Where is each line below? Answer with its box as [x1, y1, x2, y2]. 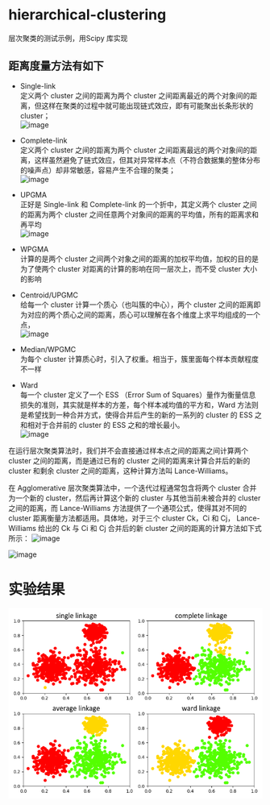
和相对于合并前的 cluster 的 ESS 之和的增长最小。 [19, 420, 185, 429]
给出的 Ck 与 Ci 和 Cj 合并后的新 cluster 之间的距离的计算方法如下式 [37, 523, 262, 533]
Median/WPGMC [19, 344, 77, 354]
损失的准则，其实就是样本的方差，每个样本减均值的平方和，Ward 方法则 [19, 400, 260, 409]
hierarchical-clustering [8, 6, 167, 24]
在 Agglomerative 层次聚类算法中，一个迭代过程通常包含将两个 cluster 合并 [8, 483, 257, 492]
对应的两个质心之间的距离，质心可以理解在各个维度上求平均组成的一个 [27, 309, 260, 319]
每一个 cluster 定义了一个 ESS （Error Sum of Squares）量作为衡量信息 [19, 389, 256, 400]
